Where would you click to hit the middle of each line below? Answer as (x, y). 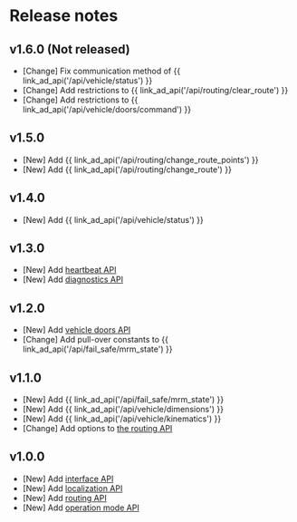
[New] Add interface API (68, 478)
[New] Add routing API (64, 498)
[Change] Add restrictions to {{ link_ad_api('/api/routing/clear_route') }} (155, 90)
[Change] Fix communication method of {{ (101, 71)
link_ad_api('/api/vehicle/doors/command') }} (107, 109)
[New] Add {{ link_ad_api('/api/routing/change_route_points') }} (140, 159)
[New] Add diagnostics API (73, 280)
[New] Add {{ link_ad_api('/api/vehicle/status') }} (113, 219)
